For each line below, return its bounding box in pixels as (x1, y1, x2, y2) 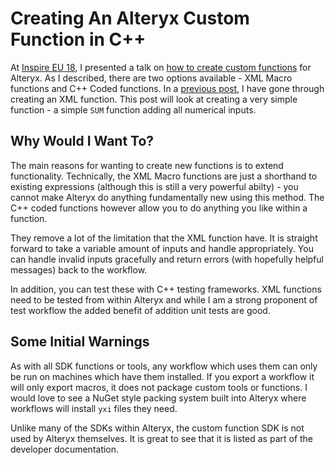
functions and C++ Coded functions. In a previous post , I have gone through (10, 82, 325, 94)
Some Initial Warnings (10, 333, 150, 351)
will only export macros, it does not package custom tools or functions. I (10, 381, 308, 393)
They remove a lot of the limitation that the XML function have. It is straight (10, 232, 318, 244)
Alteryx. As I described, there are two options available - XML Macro (10, 72, 293, 84)
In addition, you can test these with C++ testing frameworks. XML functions (10, 283, 322, 295)
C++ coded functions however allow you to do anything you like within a (10, 202, 308, 214)
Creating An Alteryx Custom (10, 7, 250, 30)
